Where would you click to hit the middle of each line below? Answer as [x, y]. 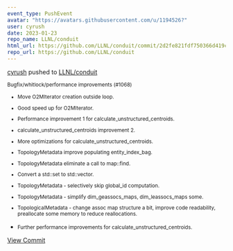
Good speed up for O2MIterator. [55, 108]
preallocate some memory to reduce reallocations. [77, 214]
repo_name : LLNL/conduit [43, 40]
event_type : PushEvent [40, 14]
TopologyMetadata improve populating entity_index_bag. [85, 153]
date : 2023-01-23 [32, 33]
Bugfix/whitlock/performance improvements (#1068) [70, 85]
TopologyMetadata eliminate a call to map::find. [74, 164]
